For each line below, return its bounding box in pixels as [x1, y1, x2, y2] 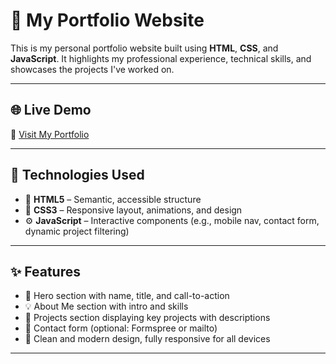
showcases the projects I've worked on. [10, 63, 175, 75]
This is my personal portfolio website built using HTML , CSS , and [10, 42, 279, 54]
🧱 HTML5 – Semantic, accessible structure [24, 193, 202, 205]
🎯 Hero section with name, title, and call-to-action [24, 290, 230, 302]
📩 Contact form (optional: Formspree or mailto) [24, 322, 218, 334]
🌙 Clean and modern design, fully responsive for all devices [24, 333, 271, 345]
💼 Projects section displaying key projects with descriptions [24, 312, 271, 324]
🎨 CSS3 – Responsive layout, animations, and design [24, 204, 243, 216]
